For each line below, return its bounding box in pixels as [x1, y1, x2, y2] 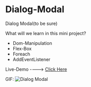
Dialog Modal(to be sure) [5, 20, 58, 26]
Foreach [12, 51, 31, 57]
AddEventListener [12, 56, 51, 62]
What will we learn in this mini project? [5, 30, 86, 36]
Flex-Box [12, 45, 32, 51]
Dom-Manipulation [12, 40, 52, 46]
